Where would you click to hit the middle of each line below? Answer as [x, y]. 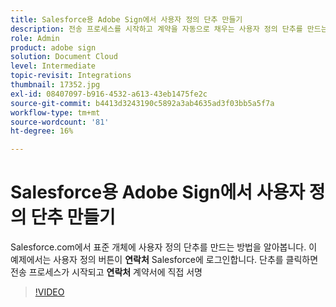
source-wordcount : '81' [60, 122]
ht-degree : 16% [42, 131]
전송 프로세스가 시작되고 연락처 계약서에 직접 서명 [106, 272]
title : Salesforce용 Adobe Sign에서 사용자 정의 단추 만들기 [126, 19]
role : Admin [35, 38]
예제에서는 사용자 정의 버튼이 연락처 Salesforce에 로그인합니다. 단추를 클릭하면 [164, 260]
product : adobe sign [53, 47]
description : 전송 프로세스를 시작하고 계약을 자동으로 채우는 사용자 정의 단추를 [156, 29]
